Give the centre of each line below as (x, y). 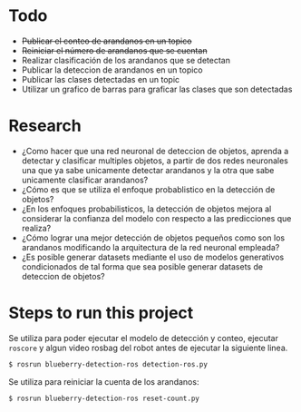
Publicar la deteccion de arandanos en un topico (112, 70)
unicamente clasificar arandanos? (85, 180)
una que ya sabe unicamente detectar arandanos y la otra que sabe (148, 170)
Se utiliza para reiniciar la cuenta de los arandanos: (104, 381)
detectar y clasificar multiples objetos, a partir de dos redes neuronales (155, 161)
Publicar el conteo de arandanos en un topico (107, 41)
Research (45, 126)
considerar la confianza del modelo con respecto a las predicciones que (156, 218)
